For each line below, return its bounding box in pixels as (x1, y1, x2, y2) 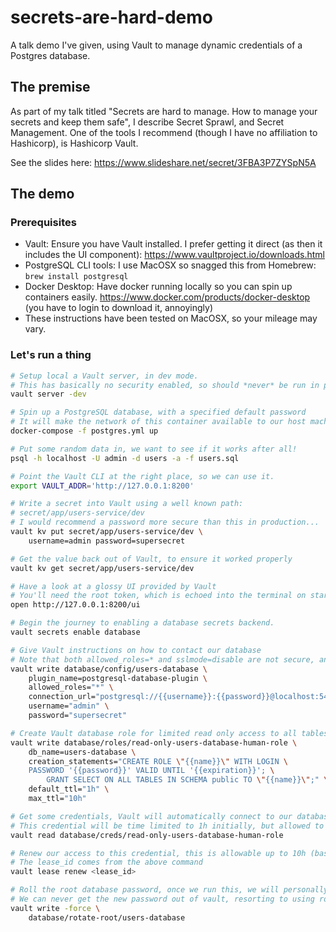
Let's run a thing (10, 348, 92, 362)
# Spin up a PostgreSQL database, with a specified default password (10, 407, 307, 418)
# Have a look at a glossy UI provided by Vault (10, 581, 217, 591)
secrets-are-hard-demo (10, 6, 214, 29)
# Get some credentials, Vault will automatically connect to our (10, 811, 293, 821)
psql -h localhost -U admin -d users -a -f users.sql (10, 453, 240, 463)
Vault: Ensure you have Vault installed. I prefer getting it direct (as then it (24, 238, 323, 250)
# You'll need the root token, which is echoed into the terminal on (10, 591, 307, 601)
